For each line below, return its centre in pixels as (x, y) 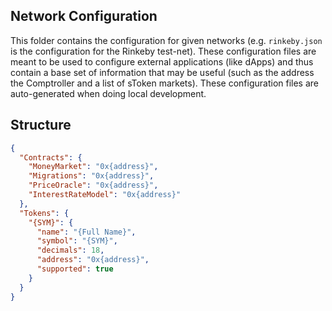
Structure (41, 125)
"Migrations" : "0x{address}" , (91, 176)
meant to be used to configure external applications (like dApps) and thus (162, 61)
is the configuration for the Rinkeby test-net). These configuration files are (163, 51)
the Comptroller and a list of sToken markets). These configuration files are (165, 83)
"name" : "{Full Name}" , (86, 232)
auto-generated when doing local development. (108, 93)
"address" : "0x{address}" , (93, 260)
